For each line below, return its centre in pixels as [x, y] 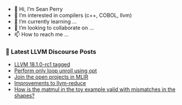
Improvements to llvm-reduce [50, 83]
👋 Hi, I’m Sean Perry [38, 9]
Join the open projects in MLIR [51, 77]
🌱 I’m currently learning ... [45, 21]
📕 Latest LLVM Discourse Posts [51, 52]
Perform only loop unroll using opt [55, 71]
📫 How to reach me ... [41, 34]
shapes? [24, 96]
